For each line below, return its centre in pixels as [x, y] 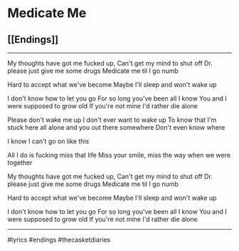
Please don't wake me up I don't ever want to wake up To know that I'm [112, 120]
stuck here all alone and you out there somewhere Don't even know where [116, 127]
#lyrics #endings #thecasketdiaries [59, 240]
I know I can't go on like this [48, 141]
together [20, 163]
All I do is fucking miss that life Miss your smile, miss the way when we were [119, 155]
